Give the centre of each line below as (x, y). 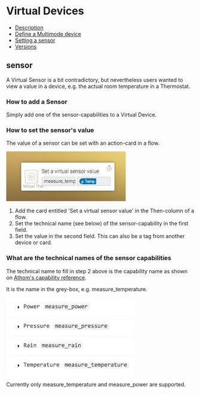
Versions (26, 47)
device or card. (33, 243)
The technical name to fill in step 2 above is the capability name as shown (97, 271)
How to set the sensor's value (50, 130)
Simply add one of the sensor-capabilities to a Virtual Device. (81, 115)
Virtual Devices (45, 11)
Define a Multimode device (48, 33)
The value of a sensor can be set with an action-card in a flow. (83, 143)
